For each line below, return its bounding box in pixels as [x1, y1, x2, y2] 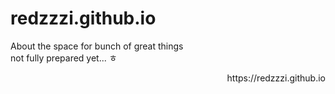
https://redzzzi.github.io [226, 72, 326, 84]
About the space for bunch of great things [10, 40, 184, 52]
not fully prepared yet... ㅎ [10, 52, 118, 64]
